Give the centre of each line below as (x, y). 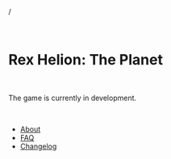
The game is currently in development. (73, 98)
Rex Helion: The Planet (86, 60)
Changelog (38, 146)
